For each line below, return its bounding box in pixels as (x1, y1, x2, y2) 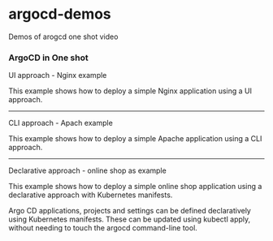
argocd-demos (8, 5, 111, 24)
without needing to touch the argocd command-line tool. (8, 223, 197, 233)
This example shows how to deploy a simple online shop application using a (8, 182, 262, 192)
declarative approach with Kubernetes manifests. (8, 190, 173, 200)
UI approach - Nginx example (8, 71, 107, 80)
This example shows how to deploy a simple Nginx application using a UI (8, 86, 252, 96)
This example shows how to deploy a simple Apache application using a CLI (8, 134, 262, 144)
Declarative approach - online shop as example (8, 166, 167, 175)
